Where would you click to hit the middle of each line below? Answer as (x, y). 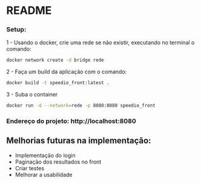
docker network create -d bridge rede (55, 60)
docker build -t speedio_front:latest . (58, 83)
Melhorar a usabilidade (44, 175)
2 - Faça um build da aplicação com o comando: (67, 72)
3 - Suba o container (32, 95)
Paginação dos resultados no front (58, 162)
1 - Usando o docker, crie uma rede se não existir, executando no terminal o (100, 42)
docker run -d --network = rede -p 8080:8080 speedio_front (81, 106)
